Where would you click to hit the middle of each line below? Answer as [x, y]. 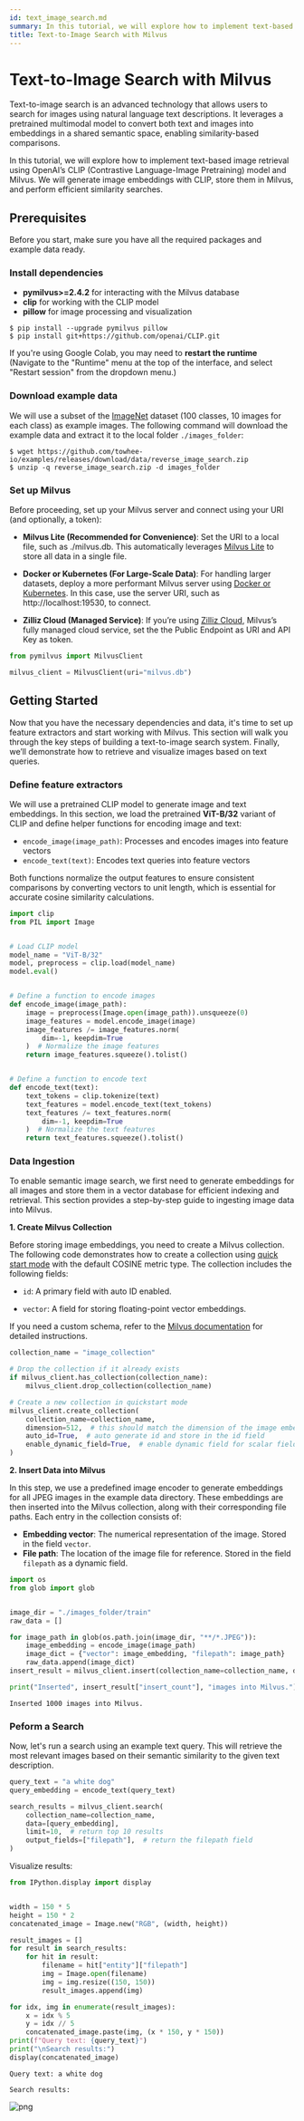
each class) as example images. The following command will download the [148, 425]
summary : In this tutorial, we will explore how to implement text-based [152, 26]
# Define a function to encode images [82, 996]
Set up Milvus [40, 490]
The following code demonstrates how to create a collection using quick [144, 1255]
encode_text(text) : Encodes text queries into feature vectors [136, 860]
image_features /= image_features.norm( [103, 1029]
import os [28, 1580]
